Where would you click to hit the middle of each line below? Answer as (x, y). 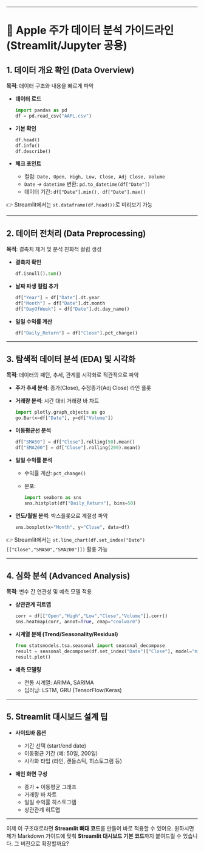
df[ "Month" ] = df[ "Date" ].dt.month (60, 303)
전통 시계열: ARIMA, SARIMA (59, 682)
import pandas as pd (41, 110)
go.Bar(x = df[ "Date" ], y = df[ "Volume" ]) (64, 418)
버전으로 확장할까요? (45, 843)
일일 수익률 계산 (34, 321)
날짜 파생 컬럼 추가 (37, 286)
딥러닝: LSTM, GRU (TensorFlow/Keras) (73, 690)
